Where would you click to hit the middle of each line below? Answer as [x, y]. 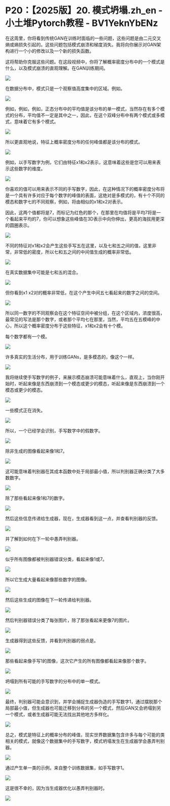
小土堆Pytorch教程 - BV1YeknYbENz [82, 23]
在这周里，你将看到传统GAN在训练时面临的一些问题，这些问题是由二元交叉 [83, 38]
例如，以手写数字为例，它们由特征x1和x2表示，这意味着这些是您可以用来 [81, 162]
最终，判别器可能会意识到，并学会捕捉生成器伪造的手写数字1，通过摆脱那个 [84, 701]
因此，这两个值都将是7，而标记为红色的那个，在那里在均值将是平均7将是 [81, 212]
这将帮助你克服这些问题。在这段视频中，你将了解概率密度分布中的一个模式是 [85, 62]
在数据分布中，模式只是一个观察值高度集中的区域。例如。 [65, 88]
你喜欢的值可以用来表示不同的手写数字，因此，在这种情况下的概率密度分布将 [85, 189]
